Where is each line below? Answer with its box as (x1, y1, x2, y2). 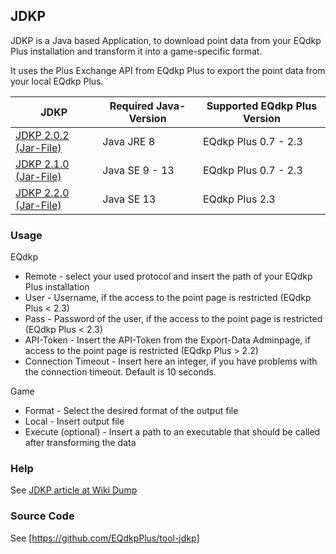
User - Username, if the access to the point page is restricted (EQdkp (24, 292, 312, 304)
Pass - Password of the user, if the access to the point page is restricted (24, 313, 323, 325)
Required (109, 99, 154, 113)
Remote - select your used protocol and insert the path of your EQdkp (24, 270, 313, 283)
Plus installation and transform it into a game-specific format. (10, 45, 263, 57)
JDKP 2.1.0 (15, 157, 70, 171)
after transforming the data (24, 437, 137, 449)
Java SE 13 (102, 192, 157, 206)
